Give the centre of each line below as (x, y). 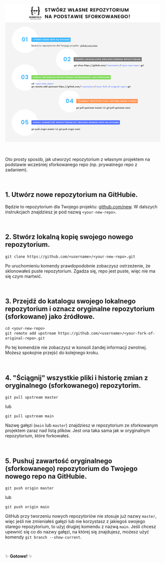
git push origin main (27, 507)
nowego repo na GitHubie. (46, 476)
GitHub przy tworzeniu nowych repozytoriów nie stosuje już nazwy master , (81, 516)
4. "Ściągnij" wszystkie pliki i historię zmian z (77, 378)
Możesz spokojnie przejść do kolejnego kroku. (52, 353)
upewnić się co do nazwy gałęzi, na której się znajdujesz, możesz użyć (77, 531)
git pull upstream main (30, 416)
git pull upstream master (32, 397)
